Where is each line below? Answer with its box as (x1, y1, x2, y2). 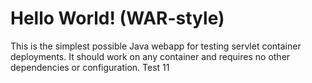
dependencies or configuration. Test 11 (10, 61, 170, 73)
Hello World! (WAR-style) (10, 7, 225, 30)
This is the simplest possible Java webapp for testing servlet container (10, 40, 302, 52)
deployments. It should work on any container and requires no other (10, 50, 291, 62)
